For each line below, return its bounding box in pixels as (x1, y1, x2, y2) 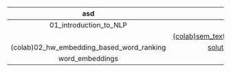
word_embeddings (58, 54, 119, 63)
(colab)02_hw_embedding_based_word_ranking (10, 43, 166, 52)
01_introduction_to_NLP (49, 21, 127, 29)
